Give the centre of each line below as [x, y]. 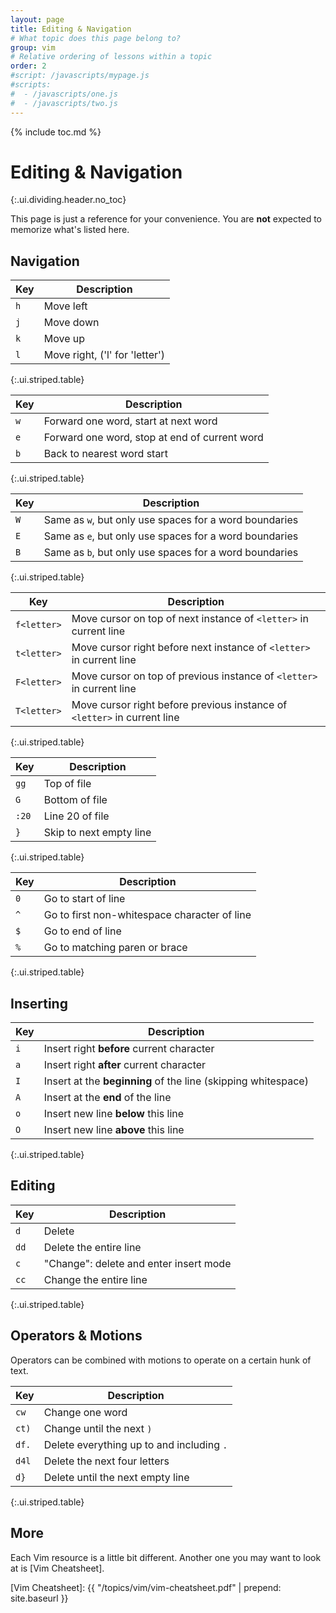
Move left [65, 306]
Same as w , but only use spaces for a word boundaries [171, 520]
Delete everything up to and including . [135, 1444]
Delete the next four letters [106, 1461]
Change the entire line [95, 1279]
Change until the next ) [98, 1428]
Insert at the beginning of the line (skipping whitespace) [176, 1081]
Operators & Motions [76, 1336]
